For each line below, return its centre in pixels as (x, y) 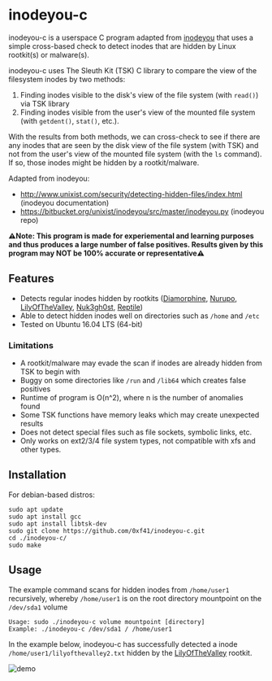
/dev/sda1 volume (38, 607)
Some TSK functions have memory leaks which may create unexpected (140, 415)
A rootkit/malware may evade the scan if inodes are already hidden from (141, 363)
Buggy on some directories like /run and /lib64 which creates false (133, 381)
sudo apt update (36, 509)
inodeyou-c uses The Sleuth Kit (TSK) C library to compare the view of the (133, 70)
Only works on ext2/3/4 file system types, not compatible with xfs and (138, 441)
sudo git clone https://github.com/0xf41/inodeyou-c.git (107, 530)
